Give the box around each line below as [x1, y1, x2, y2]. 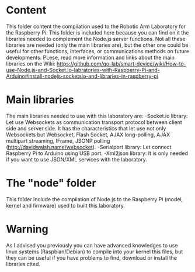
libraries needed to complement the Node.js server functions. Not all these [6, 35, 186, 42]
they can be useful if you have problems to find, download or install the [6, 254, 177, 261]
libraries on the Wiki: [6, 60, 55, 67]
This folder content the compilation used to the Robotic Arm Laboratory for [6, 23, 186, 30]
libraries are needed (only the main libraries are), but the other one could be [6, 42, 189, 49]
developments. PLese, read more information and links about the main [6, 54, 175, 61]
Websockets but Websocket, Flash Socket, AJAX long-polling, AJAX [6, 131, 170, 138]
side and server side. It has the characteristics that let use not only [6, 125, 166, 132]
